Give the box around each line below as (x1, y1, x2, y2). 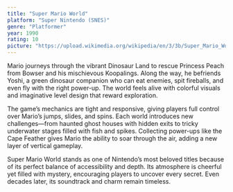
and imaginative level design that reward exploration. (7, 91, 158, 99)
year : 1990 (7, 29, 39, 37)
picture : (7, 42, 33, 49)
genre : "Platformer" (7, 23, 67, 30)
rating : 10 (7, 36, 39, 43)
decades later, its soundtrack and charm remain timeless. (7, 177, 171, 185)
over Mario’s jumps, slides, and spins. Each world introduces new (7, 112, 194, 120)
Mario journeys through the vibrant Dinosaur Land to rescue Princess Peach (7, 62, 225, 70)
